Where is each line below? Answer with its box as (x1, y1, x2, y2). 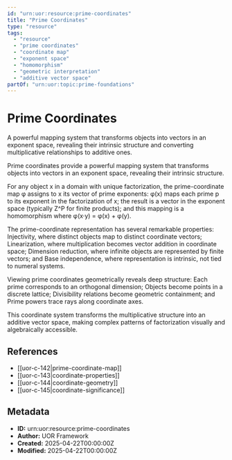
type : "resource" (7, 23, 57, 30)
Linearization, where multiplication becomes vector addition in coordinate (7, 240, 217, 248)
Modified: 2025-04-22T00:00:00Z (17, 446, 118, 454)
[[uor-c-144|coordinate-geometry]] (17, 378, 118, 387)
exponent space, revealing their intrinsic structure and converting (7, 141, 194, 149)
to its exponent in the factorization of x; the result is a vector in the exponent (7, 197, 225, 205)
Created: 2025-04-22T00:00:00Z (17, 439, 114, 447)
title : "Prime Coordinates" (7, 17, 89, 24)
